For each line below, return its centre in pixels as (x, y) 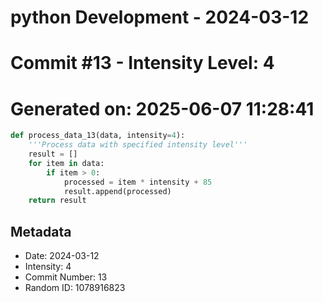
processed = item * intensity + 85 (138, 182)
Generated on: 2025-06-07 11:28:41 (162, 108)
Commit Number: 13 (66, 277)
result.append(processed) (117, 191)
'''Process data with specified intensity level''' (138, 145)
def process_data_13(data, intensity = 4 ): (98, 136)
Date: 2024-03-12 (62, 256)
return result (57, 201)
